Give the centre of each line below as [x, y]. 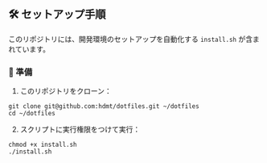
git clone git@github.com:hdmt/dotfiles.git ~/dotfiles [104, 107]
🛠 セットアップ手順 [57, 15]
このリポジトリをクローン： [66, 91]
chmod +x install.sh [43, 145]
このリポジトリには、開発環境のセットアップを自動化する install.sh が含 [131, 39]
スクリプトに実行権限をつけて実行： [80, 130]
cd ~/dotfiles [32, 114]
